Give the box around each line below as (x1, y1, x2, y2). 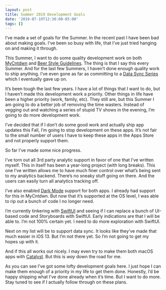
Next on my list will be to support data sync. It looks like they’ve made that (5, 228, 157, 234)
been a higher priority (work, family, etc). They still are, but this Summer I (5, 97, 155, 102)
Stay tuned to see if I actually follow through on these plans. (5, 279, 128, 285)
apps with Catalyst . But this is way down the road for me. (5, 254, 122, 260)
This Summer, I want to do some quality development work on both (5, 55, 142, 61)
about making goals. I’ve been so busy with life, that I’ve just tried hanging (5, 40, 157, 46)
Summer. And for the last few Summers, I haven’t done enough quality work (5, 66, 160, 72)
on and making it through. (5, 45, 58, 51)
